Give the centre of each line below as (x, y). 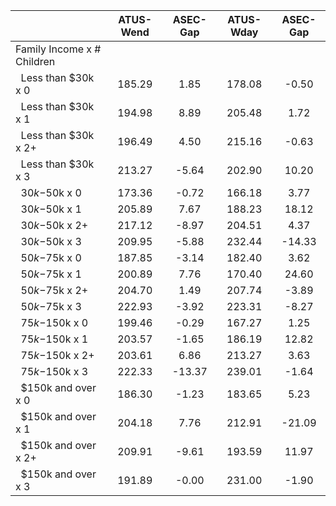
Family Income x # (58, 49)
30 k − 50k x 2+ (54, 225)
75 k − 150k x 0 (54, 322)
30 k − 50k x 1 (51, 209)
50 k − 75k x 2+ (54, 290)
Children (35, 61)
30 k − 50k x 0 (51, 192)
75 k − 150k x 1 (54, 339)
